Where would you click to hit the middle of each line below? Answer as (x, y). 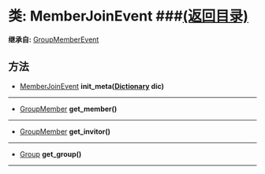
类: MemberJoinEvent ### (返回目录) (128, 16)
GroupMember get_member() (68, 109)
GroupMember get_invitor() (65, 131)
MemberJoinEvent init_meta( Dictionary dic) (91, 86)
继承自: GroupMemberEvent (54, 39)
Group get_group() (50, 154)
